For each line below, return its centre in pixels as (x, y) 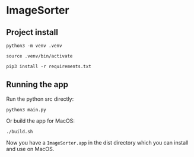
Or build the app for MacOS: (41, 121)
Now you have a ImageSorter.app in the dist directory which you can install (97, 142)
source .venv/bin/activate (39, 56)
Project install (32, 32)
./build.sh (20, 132)
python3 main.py (26, 110)
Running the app (37, 84)
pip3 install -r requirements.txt (49, 66)
